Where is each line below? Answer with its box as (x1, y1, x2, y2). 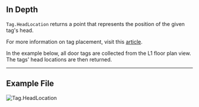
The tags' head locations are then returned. (6, 56, 113, 63)
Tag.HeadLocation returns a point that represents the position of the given (6, 20, 185, 27)
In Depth (6, 5, 38, 15)
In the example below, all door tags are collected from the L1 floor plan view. (6, 50, 191, 57)
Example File (6, 79, 54, 89)
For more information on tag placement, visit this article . (6, 38, 143, 45)
